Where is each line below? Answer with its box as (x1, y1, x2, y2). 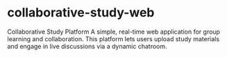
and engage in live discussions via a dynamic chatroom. (7, 42, 168, 50)
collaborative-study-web (7, 5, 155, 21)
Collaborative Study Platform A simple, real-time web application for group (7, 27, 221, 36)
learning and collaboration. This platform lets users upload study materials (7, 34, 220, 43)
